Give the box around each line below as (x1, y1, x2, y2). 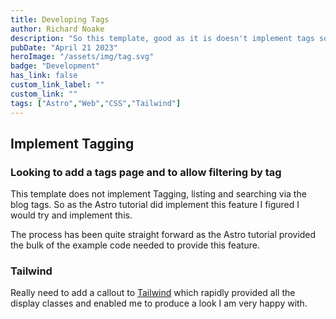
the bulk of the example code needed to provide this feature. (10, 239, 260, 251)
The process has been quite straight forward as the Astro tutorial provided (10, 229, 317, 241)
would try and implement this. (10, 209, 133, 221)
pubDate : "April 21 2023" (10, 42, 118, 53)
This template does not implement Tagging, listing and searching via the (10, 188, 307, 200)
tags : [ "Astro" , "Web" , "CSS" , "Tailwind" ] (10, 98, 182, 108)
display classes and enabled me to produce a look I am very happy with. (10, 297, 308, 310)
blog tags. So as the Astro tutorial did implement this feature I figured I (10, 199, 300, 211)
